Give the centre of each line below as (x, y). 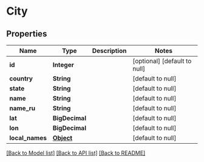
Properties (27, 34)
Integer (63, 65)
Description (109, 51)
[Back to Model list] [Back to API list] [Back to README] (76, 153)
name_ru (22, 108)
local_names (28, 138)
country (21, 79)
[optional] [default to (162, 61)
